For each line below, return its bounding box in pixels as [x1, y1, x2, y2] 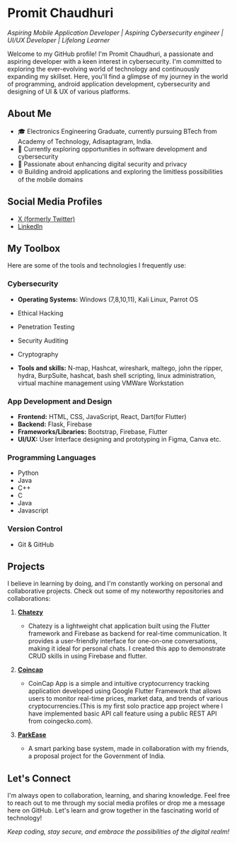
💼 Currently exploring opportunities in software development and [17, 144, 207, 153]
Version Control [7, 524, 63, 534]
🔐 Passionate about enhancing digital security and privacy [17, 159, 187, 168]
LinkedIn [17, 222, 43, 231]
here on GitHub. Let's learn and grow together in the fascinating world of [7, 806, 219, 815]
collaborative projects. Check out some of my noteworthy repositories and [7, 587, 224, 595]
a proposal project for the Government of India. [28, 752, 166, 760]
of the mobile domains [17, 175, 83, 183]
